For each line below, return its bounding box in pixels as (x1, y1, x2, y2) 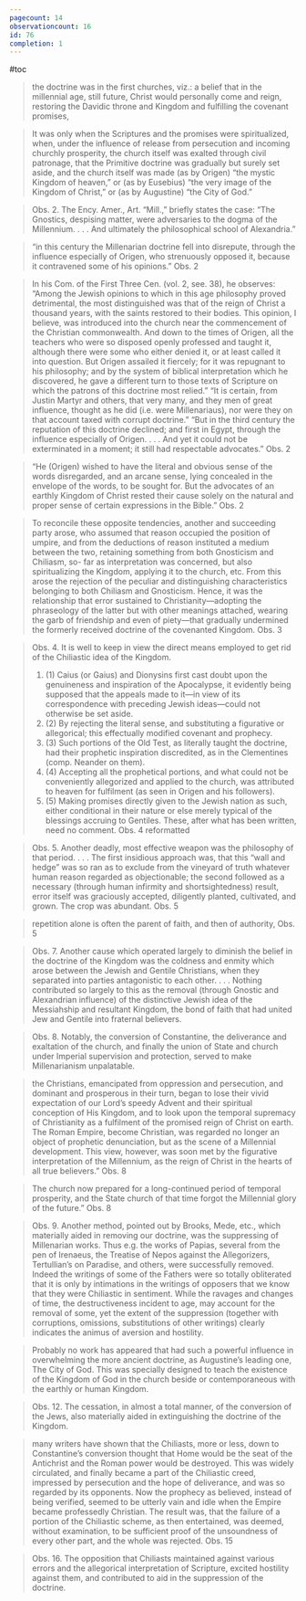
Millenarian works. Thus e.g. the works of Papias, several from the (31, 1239, 280, 1251)
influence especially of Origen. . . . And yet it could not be (31, 434, 249, 445)
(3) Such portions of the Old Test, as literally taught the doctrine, (45, 737, 288, 749)
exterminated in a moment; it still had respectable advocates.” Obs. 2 (31, 444, 291, 455)
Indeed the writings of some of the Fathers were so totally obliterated (31, 1269, 292, 1280)
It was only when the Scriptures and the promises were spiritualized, (31, 129, 290, 140)
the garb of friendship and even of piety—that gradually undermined (31, 615, 289, 626)
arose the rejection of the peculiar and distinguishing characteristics (31, 576, 288, 587)
